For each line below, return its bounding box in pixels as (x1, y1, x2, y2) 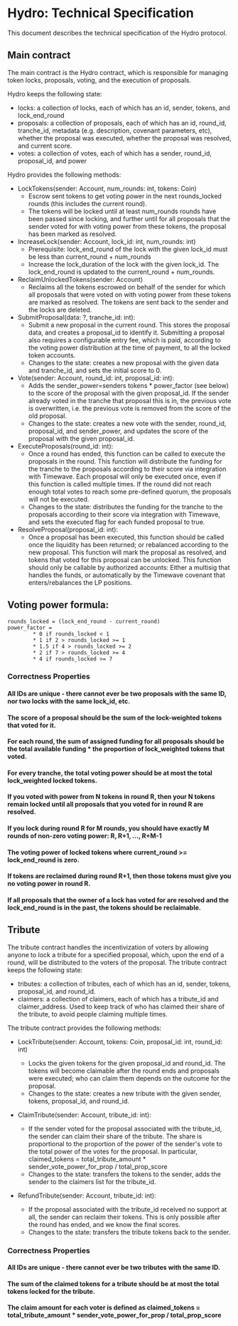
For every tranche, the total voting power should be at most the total (7, 768, 213, 777)
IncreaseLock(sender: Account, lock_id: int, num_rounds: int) (17, 237, 197, 245)
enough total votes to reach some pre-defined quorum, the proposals (28, 487, 232, 496)
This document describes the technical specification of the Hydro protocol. (7, 29, 227, 37)
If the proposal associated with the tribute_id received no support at (28, 1205, 227, 1213)
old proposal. (28, 412, 67, 420)
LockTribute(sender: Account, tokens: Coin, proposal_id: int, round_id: (17, 1037, 222, 1046)
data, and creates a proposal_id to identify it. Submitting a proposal (28, 328, 225, 337)
